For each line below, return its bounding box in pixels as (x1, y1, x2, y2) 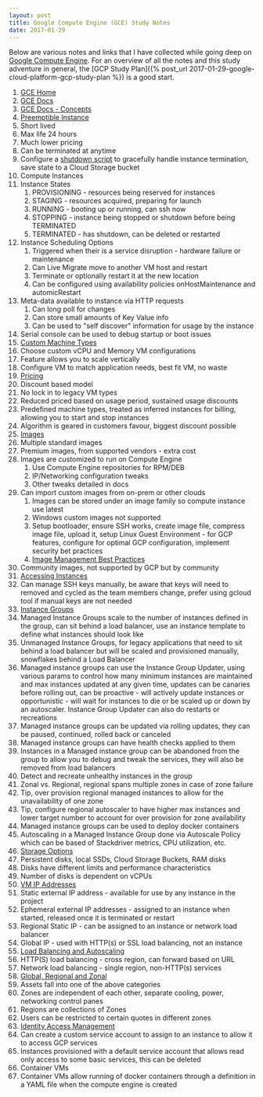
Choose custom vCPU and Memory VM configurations (20, 346, 196, 355)
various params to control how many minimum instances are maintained (20, 672, 253, 681)
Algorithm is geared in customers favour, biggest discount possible (20, 421, 237, 431)
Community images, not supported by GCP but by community (20, 563, 219, 573)
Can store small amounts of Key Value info (31, 313, 169, 323)
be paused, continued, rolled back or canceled (20, 730, 171, 739)
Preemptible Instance (20, 113, 89, 122)
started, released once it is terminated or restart (20, 913, 175, 923)
